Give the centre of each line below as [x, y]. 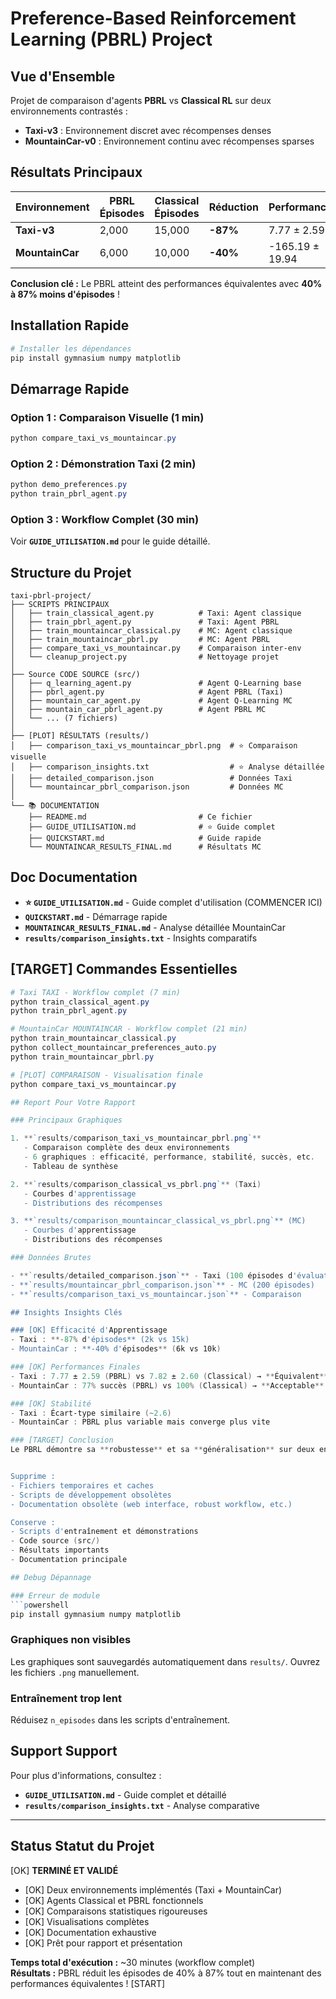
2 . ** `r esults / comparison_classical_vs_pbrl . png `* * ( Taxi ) [136, 1184]
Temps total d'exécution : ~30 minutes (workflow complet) [133, 1962]
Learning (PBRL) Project [111, 39]
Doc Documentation [74, 877]
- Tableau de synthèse [70, 1166]
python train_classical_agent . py [80, 1002]
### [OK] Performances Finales [75, 1367]
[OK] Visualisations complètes [87, 1921]
